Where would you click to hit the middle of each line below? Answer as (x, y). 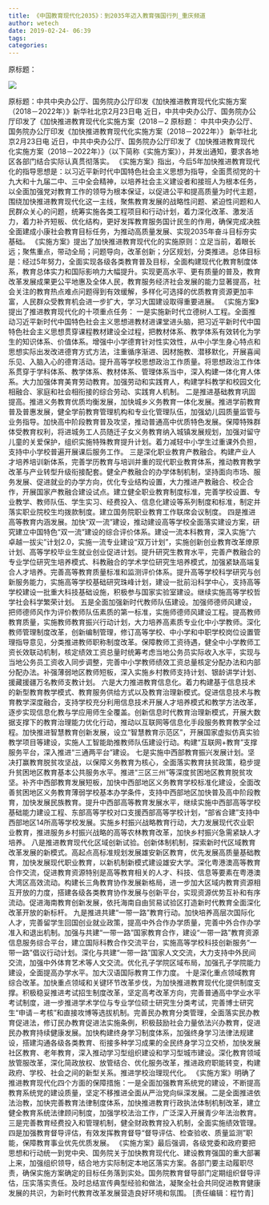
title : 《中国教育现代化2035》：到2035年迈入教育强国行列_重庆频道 (107, 16)
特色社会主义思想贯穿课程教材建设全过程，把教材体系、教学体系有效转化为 (131, 332)
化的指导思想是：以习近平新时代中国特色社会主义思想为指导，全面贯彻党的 (131, 171)
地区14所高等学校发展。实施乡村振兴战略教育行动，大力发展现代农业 (134, 823)
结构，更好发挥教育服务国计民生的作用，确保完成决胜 (173, 222)
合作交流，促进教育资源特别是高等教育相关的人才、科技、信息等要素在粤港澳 (134, 873)
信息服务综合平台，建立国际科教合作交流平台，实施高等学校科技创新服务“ (129, 943)
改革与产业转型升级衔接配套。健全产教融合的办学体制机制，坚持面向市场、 (131, 472)
